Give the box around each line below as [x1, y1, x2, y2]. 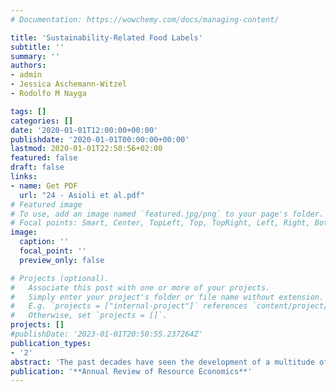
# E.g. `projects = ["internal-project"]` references [10, 301, 248, 311]
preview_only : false [19, 255, 105, 265]
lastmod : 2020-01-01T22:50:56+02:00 [10, 144, 163, 154]
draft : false [10, 162, 65, 173]
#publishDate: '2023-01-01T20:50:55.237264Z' [10, 329, 203, 339]
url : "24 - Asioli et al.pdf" [19, 190, 145, 200]
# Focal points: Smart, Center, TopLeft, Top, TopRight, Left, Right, [10, 218, 311, 228]
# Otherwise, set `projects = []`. [10, 311, 168, 321]
